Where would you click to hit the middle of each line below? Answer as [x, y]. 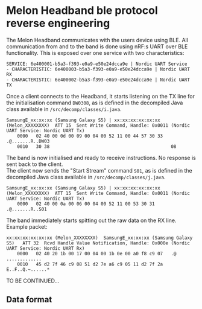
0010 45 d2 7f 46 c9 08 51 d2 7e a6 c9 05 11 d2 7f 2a [90, 264]
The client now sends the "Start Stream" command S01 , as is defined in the [99, 170]
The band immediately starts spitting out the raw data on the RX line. [91, 220]
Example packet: [27, 226]
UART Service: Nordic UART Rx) [46, 248]
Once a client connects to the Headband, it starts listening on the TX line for [100, 96]
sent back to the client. [35, 164]
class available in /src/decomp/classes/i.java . [64, 109]
